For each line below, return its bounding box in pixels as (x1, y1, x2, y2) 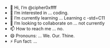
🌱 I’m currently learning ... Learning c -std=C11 (9, 15, 106, 21)
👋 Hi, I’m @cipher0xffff (9, 5, 57, 10)
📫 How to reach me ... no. (9, 26, 64, 31)
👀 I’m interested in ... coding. (9, 10, 69, 16)
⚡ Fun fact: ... (9, 38, 37, 44)
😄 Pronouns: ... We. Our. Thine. (9, 33, 75, 39)
